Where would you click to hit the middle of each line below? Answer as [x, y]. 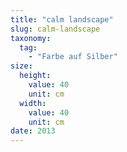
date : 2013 [33, 131]
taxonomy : [31, 38]
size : [21, 66]
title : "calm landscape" [62, 19]
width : [33, 103]
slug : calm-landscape [55, 29]
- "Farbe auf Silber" [73, 57]
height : [35, 76]
